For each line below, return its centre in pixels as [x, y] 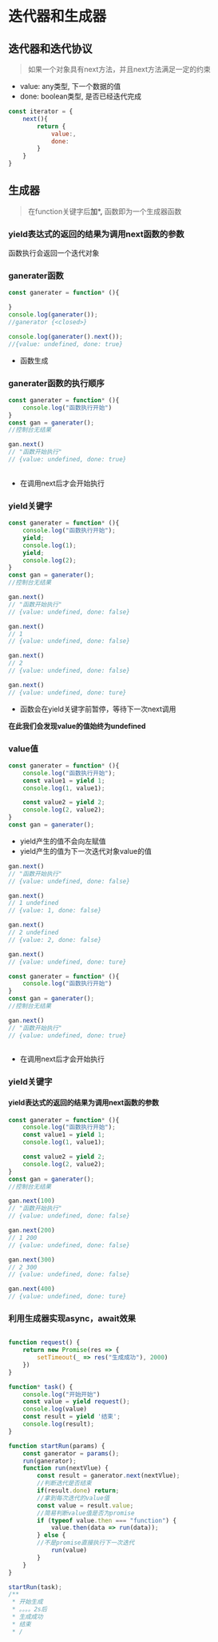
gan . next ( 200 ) [32, 1230]
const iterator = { [41, 111]
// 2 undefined [34, 933]
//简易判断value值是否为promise [86, 1513]
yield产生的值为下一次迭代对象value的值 [85, 851]
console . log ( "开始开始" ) [61, 1394]
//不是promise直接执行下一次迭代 [86, 1543]
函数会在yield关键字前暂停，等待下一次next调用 [98, 709]
